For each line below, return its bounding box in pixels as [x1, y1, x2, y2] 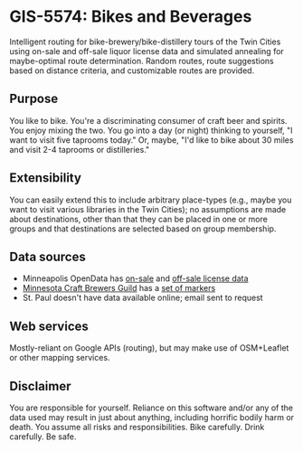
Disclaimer [9, 378, 71, 394]
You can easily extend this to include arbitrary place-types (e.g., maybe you [9, 194, 292, 205]
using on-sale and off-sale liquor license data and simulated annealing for [9, 45, 285, 56]
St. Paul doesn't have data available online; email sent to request [22, 292, 264, 304]
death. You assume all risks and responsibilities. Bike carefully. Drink [9, 422, 265, 432]
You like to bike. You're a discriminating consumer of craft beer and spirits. [9, 115, 288, 126]
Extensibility [9, 170, 81, 186]
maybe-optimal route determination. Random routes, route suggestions [9, 55, 274, 66]
